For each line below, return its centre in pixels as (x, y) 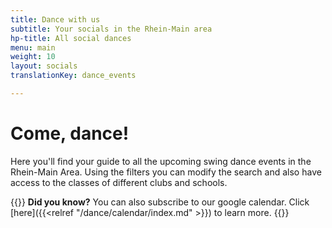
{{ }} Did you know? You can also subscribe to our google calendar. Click (160, 202)
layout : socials (44, 66)
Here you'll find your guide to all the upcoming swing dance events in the (161, 161)
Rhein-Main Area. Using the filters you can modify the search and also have (166, 172)
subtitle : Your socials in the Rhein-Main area (111, 29)
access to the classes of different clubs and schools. (119, 182)
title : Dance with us (55, 19)
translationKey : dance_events (73, 76)
